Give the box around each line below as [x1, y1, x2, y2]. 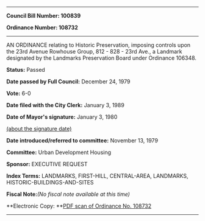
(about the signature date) [6, 125, 72, 132]
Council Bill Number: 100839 [6, 12, 81, 19]
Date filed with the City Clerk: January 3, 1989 [6, 102, 125, 108]
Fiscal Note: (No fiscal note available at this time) [6, 191, 130, 198]
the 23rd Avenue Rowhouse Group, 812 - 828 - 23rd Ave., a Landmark [6, 48, 182, 55]
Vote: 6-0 [6, 89, 32, 97]
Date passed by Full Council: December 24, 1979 [6, 78, 131, 85]
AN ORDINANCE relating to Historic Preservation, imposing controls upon [6, 41, 191, 49]
